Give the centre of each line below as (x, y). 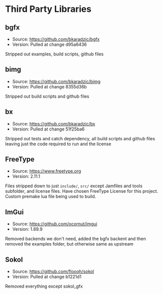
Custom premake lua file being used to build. (51, 197)
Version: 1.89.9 (27, 229)
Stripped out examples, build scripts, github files (54, 54)
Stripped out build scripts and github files (47, 96)
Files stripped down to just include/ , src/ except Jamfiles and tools (74, 186)
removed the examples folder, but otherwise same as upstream (69, 244)
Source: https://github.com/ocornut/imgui (55, 224)
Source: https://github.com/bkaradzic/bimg (56, 81)
